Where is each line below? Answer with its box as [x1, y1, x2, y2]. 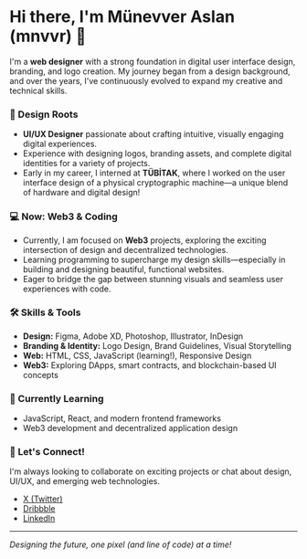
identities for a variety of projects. [22, 158, 151, 169]
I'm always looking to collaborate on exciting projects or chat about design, [9, 466, 292, 477]
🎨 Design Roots [9, 108, 79, 121]
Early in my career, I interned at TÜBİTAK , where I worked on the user [22, 167, 286, 179]
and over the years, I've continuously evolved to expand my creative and [9, 75, 283, 86]
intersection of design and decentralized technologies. [22, 244, 228, 255]
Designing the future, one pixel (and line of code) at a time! [9, 539, 232, 550]
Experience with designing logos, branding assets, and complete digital [22, 148, 292, 159]
